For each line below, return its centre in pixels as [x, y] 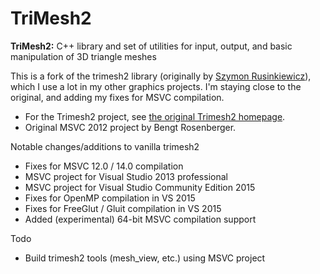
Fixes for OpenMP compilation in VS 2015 [110, 198]
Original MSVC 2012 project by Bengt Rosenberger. [130, 127]
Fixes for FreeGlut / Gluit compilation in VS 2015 [123, 208]
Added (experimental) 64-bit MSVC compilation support [140, 219]
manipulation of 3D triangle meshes [83, 56]
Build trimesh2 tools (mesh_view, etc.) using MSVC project [145, 258]
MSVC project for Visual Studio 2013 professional [126, 176]
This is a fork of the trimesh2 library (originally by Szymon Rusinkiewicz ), [161, 76]
